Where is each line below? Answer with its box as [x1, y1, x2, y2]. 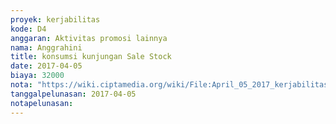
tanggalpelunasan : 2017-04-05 [10, 89, 137, 99]
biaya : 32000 [10, 71, 65, 81]
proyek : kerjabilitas [10, 14, 101, 25]
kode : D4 [10, 24, 47, 34]
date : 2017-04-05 [10, 61, 83, 71]
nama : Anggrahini [10, 42, 83, 53]
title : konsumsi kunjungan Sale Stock [10, 52, 172, 62]
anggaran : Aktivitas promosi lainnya [10, 33, 168, 43]
